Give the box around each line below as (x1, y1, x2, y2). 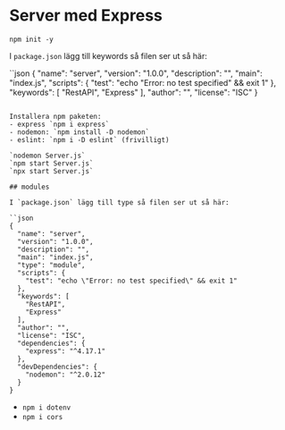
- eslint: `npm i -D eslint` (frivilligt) (9, 135, 170, 144)
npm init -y (9, 35, 54, 44)
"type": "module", (17, 260, 87, 269)
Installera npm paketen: (9, 112, 102, 121)
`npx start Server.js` (9, 166, 94, 175)
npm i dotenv (21, 403, 71, 412)
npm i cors (21, 412, 63, 421)
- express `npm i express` (9, 120, 110, 129)
